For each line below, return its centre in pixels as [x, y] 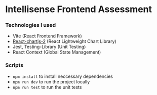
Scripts [14, 65]
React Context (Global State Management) [57, 52]
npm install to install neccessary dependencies [63, 76]
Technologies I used [31, 25]
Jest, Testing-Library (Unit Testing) [49, 47]
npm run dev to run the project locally [51, 81]
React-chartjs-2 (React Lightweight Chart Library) [64, 41]
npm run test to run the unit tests [47, 87]
